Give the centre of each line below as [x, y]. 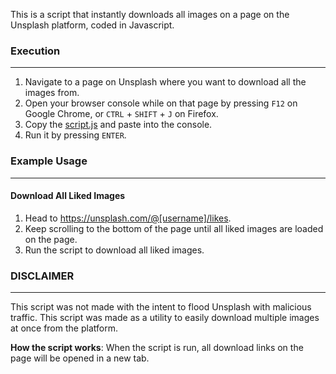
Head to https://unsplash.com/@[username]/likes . [128, 218]
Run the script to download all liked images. [114, 250]
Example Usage [49, 161]
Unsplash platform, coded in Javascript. [92, 25]
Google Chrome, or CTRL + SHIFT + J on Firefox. [121, 114]
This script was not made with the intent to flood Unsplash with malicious [161, 307]
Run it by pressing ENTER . [75, 135]
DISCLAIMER [42, 276]
